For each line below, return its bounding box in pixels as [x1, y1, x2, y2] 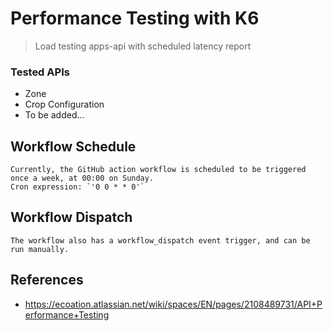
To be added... [24, 109, 85, 121]
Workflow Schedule [10, 138, 137, 155]
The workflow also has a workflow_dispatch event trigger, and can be [10, 235, 311, 246]
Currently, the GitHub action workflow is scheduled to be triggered [10, 165, 307, 175]
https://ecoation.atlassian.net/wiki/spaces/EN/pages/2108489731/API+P [24, 298, 323, 310]
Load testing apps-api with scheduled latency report [34, 40, 252, 52]
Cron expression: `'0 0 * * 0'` [10, 182, 145, 192]
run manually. [10, 244, 70, 254]
